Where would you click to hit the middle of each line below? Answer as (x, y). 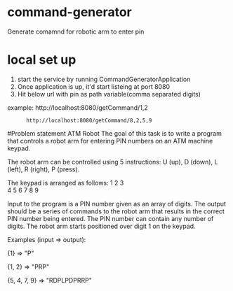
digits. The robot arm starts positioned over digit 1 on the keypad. (101, 226)
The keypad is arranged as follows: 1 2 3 (66, 183)
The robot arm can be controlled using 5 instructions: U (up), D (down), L (113, 162)
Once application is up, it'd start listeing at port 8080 (94, 86)
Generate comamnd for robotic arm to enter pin (76, 31)
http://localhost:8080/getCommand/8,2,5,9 (89, 120)
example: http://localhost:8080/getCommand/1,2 (78, 107)
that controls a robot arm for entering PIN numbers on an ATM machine (110, 141)
